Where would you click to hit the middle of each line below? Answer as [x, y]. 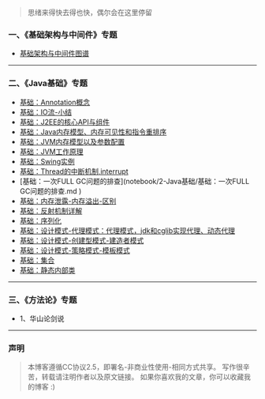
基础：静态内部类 [47, 270]
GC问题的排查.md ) [50, 191]
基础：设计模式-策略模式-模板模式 [75, 250]
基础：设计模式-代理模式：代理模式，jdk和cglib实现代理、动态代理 [127, 230]
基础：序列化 [40, 220]
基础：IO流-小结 [46, 112]
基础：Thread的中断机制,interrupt [74, 171]
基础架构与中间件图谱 [54, 54]
